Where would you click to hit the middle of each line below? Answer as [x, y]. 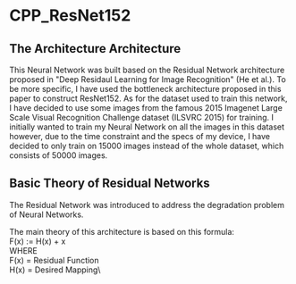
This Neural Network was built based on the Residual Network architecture [147, 70]
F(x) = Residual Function [55, 260]
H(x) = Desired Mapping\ [55, 270]
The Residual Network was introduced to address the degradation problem [147, 205]
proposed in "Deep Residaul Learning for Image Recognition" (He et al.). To [148, 79]
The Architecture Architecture [95, 49]
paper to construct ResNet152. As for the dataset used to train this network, [148, 98]
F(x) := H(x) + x [38, 241]
